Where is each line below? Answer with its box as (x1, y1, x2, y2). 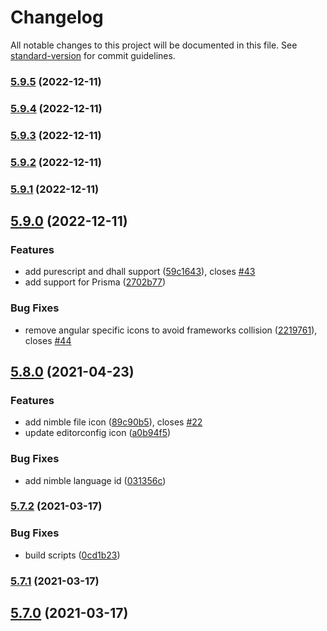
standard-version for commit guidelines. (10, 49, 176, 61)
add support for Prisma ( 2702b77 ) (24, 276, 167, 288)
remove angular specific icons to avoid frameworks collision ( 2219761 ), (24, 324, 318, 336)
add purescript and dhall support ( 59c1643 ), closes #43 (24, 266, 256, 278)
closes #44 (24, 334, 72, 346)
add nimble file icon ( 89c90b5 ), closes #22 (24, 416, 203, 428)
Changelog (10, 6, 104, 29)
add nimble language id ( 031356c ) (24, 474, 167, 486)
